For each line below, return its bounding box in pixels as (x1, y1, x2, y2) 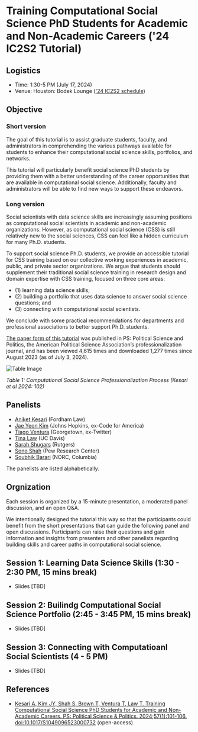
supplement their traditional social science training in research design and (6, 268, 186, 276)
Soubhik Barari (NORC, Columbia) (14, 453, 98, 460)
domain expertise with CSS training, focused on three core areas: (6, 275, 165, 282)
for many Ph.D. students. (6, 238, 67, 245)
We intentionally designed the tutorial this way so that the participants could (6, 515, 191, 522)
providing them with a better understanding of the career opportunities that (6, 172, 189, 179)
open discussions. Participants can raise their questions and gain (6, 528, 165, 535)
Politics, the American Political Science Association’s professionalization (6, 341, 182, 348)
